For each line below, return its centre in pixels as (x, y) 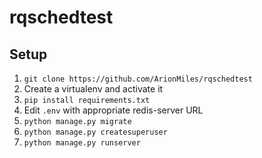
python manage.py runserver (82, 143)
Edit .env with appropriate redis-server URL (113, 110)
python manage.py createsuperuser (95, 132)
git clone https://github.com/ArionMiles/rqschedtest (138, 79)
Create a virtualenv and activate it (93, 89)
